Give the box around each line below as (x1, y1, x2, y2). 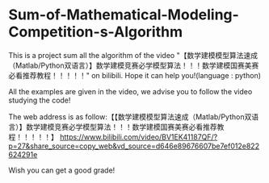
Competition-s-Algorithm (8, 23, 183, 41)
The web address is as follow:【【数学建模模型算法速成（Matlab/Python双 (8, 111, 252, 122)
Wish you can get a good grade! (8, 165, 116, 175)
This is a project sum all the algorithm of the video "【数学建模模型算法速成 (8, 50, 258, 60)
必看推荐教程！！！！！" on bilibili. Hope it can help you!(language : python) (8, 70, 261, 80)
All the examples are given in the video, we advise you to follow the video (8, 86, 253, 96)
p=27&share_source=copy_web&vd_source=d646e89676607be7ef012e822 (8, 141, 260, 151)
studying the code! (8, 95, 71, 105)
